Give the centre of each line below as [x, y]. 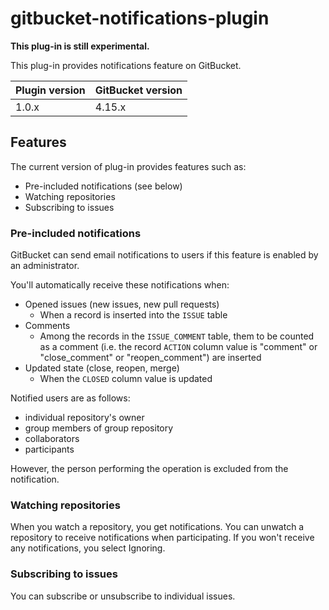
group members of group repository [99, 428]
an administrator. [45, 266]
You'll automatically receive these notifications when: [120, 285]
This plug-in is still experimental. [80, 46]
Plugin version [50, 90]
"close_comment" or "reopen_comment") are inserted [150, 358]
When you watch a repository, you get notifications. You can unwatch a [157, 527]
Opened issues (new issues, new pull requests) [122, 304]
